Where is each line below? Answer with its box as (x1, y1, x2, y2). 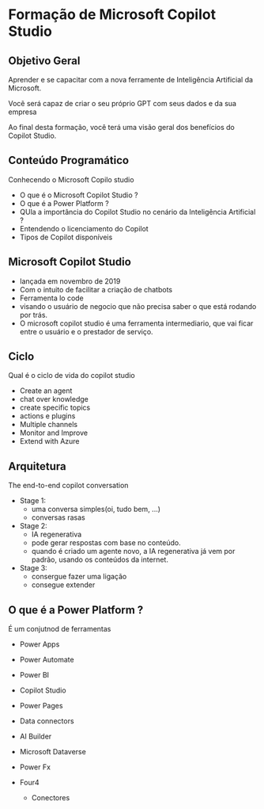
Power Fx (19, 762, 51, 772)
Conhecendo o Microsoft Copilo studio (8, 174, 134, 184)
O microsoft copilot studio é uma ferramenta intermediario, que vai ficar (19, 319, 254, 328)
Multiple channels (19, 420, 77, 429)
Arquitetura (8, 460, 66, 473)
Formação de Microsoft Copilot (8, 6, 216, 24)
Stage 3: (19, 563, 47, 573)
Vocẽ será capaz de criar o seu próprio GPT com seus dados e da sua (8, 99, 237, 108)
